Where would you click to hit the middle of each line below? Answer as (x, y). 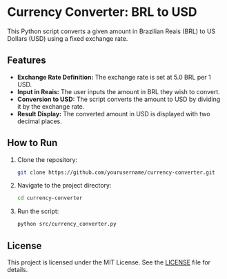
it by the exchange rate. (51, 106)
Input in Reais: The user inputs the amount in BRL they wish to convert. (119, 91)
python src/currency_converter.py (67, 224)
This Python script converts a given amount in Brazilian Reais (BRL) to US (111, 31)
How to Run (32, 143)
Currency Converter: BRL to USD (102, 12)
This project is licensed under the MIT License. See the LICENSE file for (109, 262)
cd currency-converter (50, 198)
